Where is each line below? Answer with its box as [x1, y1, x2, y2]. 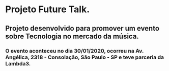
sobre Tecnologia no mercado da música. [5, 32, 139, 40]
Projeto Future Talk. [5, 4, 90, 15]
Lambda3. [5, 60, 31, 67]
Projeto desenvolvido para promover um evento [5, 24, 159, 33]
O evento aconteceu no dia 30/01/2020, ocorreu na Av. [5, 47, 144, 54]
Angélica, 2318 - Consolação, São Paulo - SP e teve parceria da [5, 54, 164, 61]
